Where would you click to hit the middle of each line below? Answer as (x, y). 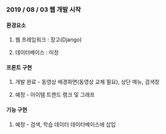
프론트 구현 (19, 67)
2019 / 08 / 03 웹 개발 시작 (44, 9)
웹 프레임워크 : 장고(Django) (48, 40)
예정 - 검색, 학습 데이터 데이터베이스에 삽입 (65, 124)
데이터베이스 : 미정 (37, 53)
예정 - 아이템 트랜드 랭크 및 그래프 (55, 95)
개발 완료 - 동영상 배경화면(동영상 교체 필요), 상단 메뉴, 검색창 (87, 82)
